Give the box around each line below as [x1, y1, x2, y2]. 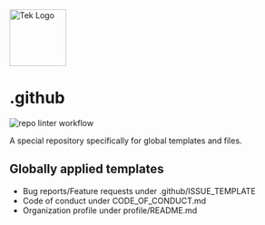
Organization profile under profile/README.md [22, 204, 198, 216]
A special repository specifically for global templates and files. [9, 135, 242, 146]
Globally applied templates [9, 161, 164, 177]
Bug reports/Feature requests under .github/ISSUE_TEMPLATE [22, 185, 256, 196]
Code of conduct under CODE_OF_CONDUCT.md [22, 195, 207, 206]
